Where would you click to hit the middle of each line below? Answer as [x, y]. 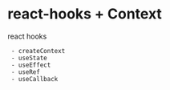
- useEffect [31, 65]
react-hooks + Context [85, 14]
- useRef [26, 72]
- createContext [38, 51]
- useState [29, 58]
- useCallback [34, 79]
